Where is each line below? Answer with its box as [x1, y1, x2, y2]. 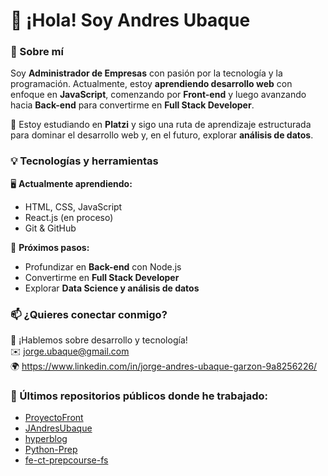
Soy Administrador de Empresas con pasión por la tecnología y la [10, 67, 283, 79]
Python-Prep [24, 444, 78, 456]
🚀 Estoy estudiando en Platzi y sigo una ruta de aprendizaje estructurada [10, 119, 312, 131]
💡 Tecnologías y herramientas [10, 154, 159, 168]
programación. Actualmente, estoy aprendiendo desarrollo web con [10, 78, 293, 90]
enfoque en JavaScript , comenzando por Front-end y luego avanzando [10, 89, 307, 101]
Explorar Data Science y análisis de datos [24, 282, 200, 294]
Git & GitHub [24, 222, 77, 234]
